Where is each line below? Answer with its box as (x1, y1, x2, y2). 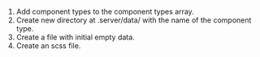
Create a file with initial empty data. (15, 32, 136, 42)
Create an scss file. (15, 41, 81, 51)
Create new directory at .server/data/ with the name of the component (15, 15, 252, 25)
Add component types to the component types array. (15, 7, 195, 16)
